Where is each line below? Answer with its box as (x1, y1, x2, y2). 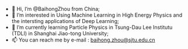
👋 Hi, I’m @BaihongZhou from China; (11, 6, 100, 12)
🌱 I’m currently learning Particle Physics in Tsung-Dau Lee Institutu (11, 24, 173, 31)
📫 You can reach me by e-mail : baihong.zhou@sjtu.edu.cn (11, 36, 156, 43)
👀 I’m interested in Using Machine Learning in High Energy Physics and (11, 12, 183, 18)
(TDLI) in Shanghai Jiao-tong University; (11, 30, 109, 37)
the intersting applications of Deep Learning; (11, 18, 119, 24)
